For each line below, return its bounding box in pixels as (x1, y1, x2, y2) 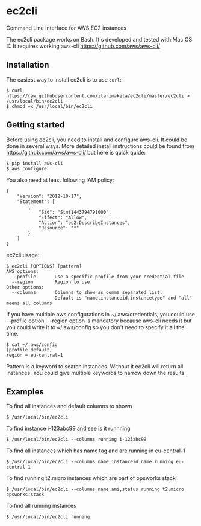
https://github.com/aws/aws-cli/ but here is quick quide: (6, 149, 146, 156)
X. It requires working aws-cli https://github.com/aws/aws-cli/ (6, 42, 161, 50)
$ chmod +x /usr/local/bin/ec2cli (6, 103, 93, 109)
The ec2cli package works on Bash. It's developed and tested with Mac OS (6, 36, 193, 43)
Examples (6, 386, 44, 397)
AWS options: (6, 268, 39, 274)
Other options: (6, 284, 45, 290)
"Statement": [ (17, 198, 55, 205)
